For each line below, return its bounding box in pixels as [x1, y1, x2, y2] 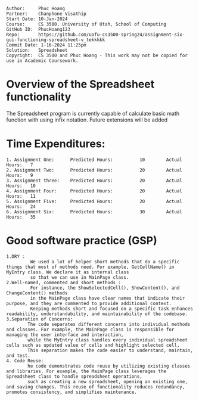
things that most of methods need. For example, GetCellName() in [6, 264, 175, 270]
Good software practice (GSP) [6, 234, 157, 247]
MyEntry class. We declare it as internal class [6, 269, 129, 275]
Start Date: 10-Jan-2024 [6, 16, 68, 22]
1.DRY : [6, 253, 26, 259]
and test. [6, 352, 31, 359]
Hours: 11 [6, 193, 36, 199]
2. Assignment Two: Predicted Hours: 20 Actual [6, 167, 183, 173]
